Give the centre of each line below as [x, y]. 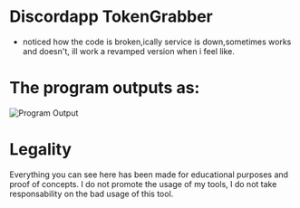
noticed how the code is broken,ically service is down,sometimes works [157, 42]
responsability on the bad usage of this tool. [92, 194]
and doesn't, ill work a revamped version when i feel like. [129, 51]
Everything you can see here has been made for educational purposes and [149, 175]
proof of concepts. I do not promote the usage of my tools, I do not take [143, 184]
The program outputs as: [105, 88]
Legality [41, 150]
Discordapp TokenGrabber [111, 17]
